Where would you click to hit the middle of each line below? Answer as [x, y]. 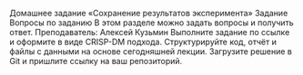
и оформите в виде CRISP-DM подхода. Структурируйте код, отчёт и [143, 42]
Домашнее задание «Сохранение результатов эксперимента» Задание [149, 13]
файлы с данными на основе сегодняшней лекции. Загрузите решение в [151, 52]
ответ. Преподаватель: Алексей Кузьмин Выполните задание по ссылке [150, 32]
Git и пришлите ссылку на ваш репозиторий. [96, 61]
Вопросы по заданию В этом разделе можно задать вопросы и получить [151, 23]
